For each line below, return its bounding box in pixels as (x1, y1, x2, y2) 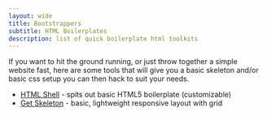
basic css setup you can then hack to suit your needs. (8, 74, 190, 84)
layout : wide (8, 11, 53, 20)
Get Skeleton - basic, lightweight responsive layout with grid (20, 98, 223, 108)
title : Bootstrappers (8, 19, 82, 28)
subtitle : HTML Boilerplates (8, 27, 107, 35)
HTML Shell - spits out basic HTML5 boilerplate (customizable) (20, 90, 232, 100)
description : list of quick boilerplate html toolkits (8, 34, 199, 43)
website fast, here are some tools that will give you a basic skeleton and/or (8, 66, 259, 75)
